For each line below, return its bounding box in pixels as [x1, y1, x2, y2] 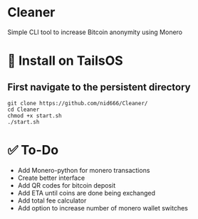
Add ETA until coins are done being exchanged [17, 188, 155, 197]
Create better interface [17, 173, 85, 182]
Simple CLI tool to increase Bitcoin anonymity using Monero [7, 28, 183, 36]
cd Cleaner [7, 106, 40, 113]
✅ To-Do [7, 142, 59, 159]
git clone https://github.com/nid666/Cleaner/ [7, 100, 148, 107]
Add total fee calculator [17, 196, 87, 205]
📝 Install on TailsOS [7, 53, 123, 69]
